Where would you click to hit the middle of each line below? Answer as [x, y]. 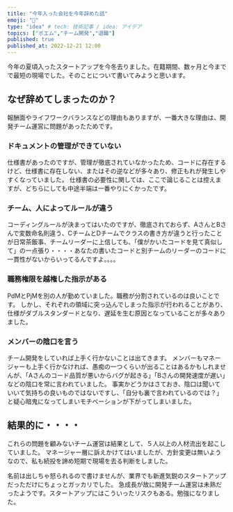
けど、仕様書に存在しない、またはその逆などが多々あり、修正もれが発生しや [116, 171]
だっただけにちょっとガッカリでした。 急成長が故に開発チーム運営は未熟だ [115, 484]
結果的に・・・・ [44, 425]
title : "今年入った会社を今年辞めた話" [57, 14]
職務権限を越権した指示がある [57, 279]
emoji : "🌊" [23, 20]
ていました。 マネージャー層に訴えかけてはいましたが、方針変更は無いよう [114, 452]
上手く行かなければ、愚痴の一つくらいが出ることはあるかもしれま [126, 367]
